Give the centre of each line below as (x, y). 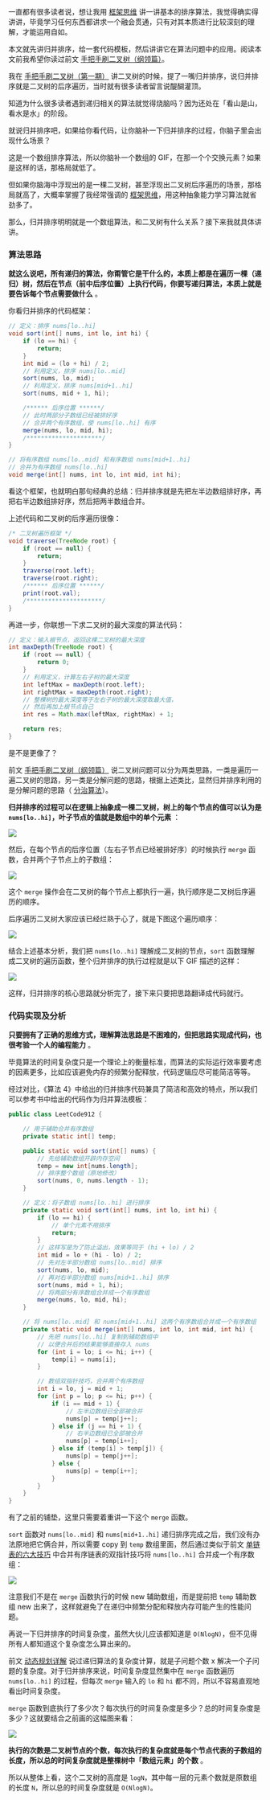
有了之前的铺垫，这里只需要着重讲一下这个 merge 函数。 (100, 1517)
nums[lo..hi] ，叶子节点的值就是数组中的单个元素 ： (94, 817)
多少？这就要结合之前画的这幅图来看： (72, 1718)
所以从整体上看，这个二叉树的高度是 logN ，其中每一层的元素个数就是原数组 (133, 1777)
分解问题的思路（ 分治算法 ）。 (63, 789)
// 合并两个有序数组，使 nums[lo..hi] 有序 (90, 423)
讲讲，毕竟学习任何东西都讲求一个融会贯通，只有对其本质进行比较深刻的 (128, 22)
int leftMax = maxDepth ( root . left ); (84, 685)
